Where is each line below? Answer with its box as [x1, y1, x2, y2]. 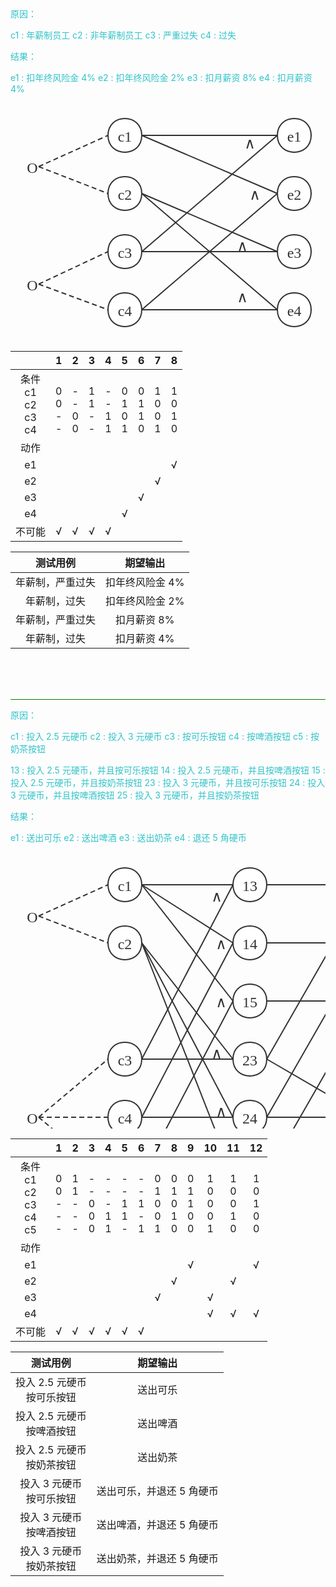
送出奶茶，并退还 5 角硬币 [96, 1552, 219, 1566]
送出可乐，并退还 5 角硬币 [96, 1484, 219, 1498]
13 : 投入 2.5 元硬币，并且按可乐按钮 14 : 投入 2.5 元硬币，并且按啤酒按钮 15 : [10, 764, 326, 776]
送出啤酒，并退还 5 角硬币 [96, 1518, 219, 1532]
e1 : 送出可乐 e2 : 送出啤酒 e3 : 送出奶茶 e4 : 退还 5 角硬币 [10, 832, 247, 844]
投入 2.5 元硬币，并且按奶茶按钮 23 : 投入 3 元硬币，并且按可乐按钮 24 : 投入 [10, 777, 326, 789]
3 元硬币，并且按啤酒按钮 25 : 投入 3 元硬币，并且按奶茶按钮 [10, 789, 260, 801]
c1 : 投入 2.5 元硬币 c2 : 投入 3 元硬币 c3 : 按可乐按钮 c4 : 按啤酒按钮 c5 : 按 [10, 731, 320, 743]
